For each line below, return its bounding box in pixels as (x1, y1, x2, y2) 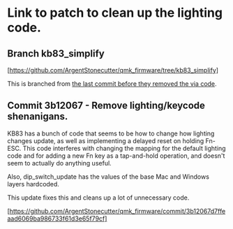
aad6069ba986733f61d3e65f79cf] (7, 214, 107, 223)
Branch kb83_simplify (7, 47, 105, 59)
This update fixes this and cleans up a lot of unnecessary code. (7, 193, 190, 202)
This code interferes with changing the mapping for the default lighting (22, 144, 226, 152)
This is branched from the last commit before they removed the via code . (7, 80, 218, 88)
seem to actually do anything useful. (7, 158, 112, 167)
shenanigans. (7, 110, 68, 123)
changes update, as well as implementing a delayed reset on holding (7, 136, 204, 145)
